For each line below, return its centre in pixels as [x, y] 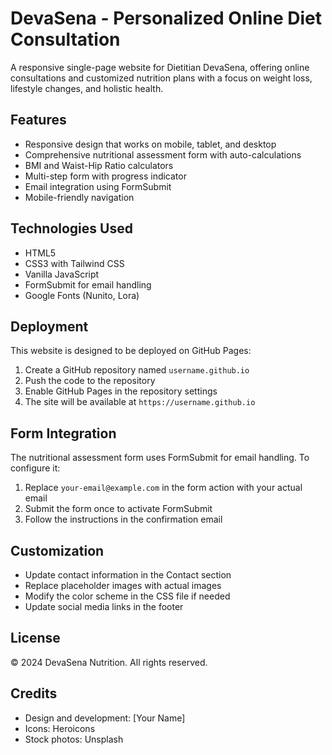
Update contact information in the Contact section [128, 575]
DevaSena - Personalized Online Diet [166, 18]
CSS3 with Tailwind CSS [74, 263]
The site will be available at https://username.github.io [140, 402]
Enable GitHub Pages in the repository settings [121, 391]
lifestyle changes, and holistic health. [87, 88]
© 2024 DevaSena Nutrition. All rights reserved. [109, 662]
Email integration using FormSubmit [98, 186]
